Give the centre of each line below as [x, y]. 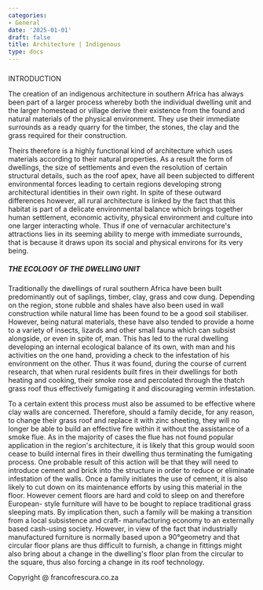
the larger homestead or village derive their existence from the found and [126, 111]
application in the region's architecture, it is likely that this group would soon [131, 446]
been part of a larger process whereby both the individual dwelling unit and [130, 102]
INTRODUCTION [35, 78]
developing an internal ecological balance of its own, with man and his [122, 347]
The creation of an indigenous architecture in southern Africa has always [126, 94]
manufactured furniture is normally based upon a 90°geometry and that [124, 537]
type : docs [26, 52]
